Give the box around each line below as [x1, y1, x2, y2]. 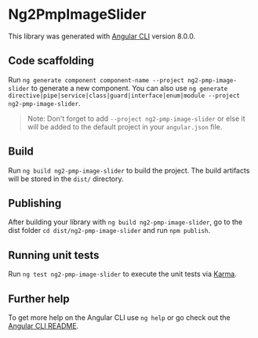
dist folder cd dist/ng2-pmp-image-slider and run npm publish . [8, 226, 210, 235]
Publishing [8, 196, 62, 209]
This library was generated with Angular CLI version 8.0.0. [8, 31, 196, 41]
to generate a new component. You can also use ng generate [31, 83, 228, 93]
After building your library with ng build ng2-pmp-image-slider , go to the [8, 217, 243, 227]
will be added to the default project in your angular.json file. [27, 122, 223, 131]
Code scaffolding [8, 54, 94, 67]
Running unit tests [8, 249, 100, 262]
